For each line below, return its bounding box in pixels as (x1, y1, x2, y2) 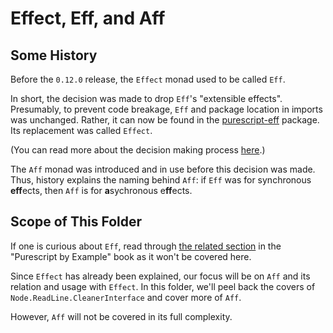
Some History (10, 47, 98, 64)
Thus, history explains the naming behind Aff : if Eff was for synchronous (10, 174, 312, 186)
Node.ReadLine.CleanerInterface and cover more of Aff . (10, 291, 242, 303)
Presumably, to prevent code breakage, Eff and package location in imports (10, 103, 323, 115)
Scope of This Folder (10, 213, 143, 231)
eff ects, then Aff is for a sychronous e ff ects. (10, 185, 193, 196)
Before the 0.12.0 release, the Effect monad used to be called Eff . (10, 73, 286, 85)
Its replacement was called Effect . (10, 125, 153, 136)
